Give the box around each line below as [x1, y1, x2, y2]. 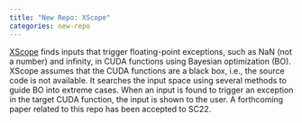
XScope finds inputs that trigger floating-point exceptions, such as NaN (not [9, 46, 293, 57]
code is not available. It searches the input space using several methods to [9, 75, 287, 85]
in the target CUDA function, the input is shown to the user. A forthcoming [9, 93, 284, 104]
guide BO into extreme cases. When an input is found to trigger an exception [9, 84, 294, 95]
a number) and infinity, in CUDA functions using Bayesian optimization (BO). [9, 56, 291, 66]
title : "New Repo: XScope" [9, 13, 111, 22]
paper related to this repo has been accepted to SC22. [9, 103, 212, 114]
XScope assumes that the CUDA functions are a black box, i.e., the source [9, 65, 286, 76]
